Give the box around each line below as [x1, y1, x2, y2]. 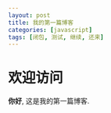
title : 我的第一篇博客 [8, 19, 74, 26]
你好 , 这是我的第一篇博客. [8, 97, 90, 106]
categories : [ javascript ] [8, 26, 92, 34]
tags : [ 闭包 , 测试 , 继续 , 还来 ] [8, 33, 104, 41]
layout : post [8, 11, 51, 19]
